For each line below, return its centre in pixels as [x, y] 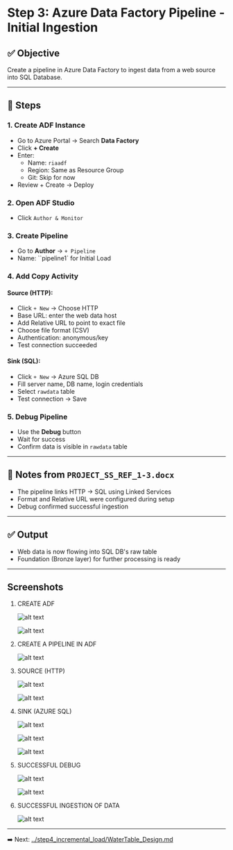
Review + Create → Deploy [55, 185]
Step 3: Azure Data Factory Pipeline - [116, 13]
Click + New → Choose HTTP [58, 308]
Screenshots [35, 587]
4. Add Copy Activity [43, 276]
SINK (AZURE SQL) [44, 711]
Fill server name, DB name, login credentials [80, 384]
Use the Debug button [49, 431]
